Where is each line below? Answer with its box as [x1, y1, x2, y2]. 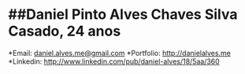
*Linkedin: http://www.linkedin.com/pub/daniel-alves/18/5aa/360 [8, 57, 221, 66]
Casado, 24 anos [8, 22, 121, 40]
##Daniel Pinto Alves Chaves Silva [8, 6, 238, 24]
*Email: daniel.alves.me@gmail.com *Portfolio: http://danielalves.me [8, 48, 231, 57]
